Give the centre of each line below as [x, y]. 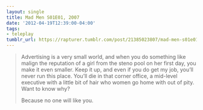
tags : [13, 29]
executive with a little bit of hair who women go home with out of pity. [108, 82]
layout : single [25, 12]
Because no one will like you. [57, 100]
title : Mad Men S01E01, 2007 [43, 17]
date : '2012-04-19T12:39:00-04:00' [51, 23]
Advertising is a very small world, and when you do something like [103, 57]
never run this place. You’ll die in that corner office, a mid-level [99, 76]
